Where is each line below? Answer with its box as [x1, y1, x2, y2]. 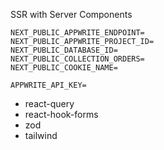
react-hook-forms [24, 109, 99, 120]
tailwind [24, 130, 58, 141]
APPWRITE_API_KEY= [10, 80, 87, 90]
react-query [24, 98, 75, 109]
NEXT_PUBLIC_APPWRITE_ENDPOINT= [10, 28, 145, 38]
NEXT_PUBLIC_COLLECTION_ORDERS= [10, 54, 145, 64]
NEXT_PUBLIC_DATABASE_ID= [10, 45, 118, 55]
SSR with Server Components [10, 9, 133, 20]
